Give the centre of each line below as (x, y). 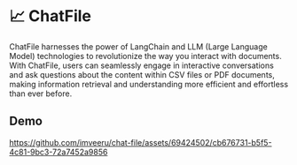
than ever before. (41, 94)
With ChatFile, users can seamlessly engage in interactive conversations (142, 65)
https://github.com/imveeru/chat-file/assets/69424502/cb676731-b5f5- (141, 142)
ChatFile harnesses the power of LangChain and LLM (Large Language (138, 46)
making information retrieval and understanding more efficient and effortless (149, 84)
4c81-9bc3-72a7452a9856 (59, 152)
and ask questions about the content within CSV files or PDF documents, (142, 74)
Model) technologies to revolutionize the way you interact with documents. (145, 56)
